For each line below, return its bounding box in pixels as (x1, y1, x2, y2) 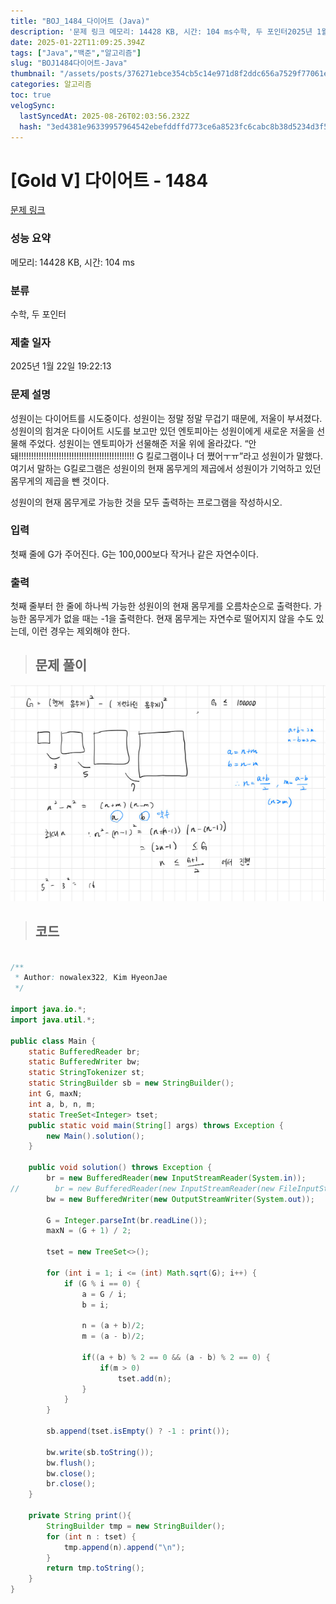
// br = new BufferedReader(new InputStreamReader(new (10, 1183, 275, 1194)
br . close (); (46, 1479, 97, 1489)
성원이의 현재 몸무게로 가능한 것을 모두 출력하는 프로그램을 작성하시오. (10, 496, 283, 508)
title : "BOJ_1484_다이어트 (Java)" (10, 16, 150, 26)
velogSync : (10, 100, 56, 110)
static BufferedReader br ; (28, 1046, 141, 1057)
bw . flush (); (46, 1458, 97, 1468)
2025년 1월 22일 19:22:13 (10, 360, 112, 372)
